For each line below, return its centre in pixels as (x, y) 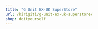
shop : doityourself (26, 19)
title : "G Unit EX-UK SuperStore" (41, 10)
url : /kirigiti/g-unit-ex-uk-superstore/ (49, 14)
